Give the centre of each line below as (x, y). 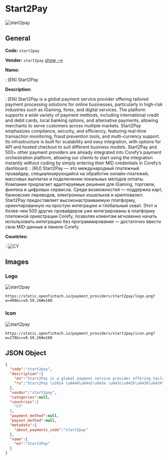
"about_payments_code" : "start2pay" (51, 430)
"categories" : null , (30, 397)
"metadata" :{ (23, 425)
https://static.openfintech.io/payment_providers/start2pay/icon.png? (80, 333)
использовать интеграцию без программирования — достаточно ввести (83, 221)
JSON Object (26, 353)
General (18, 38)
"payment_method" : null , (34, 416)
